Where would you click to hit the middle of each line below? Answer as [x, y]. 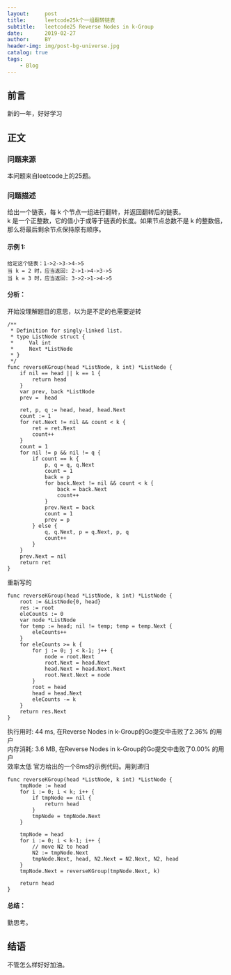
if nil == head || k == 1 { [60, 373]
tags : [15, 59]
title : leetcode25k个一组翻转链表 [61, 20]
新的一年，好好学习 [35, 114]
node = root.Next [70, 656]
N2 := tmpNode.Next [61, 853]
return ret [35, 562]
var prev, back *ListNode [57, 391]
